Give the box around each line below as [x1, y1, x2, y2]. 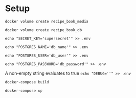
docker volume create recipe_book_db [5, 27, 82, 32]
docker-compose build [5, 79, 49, 84]
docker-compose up [5, 88, 43, 93]
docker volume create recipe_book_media [5, 19, 89, 24]
